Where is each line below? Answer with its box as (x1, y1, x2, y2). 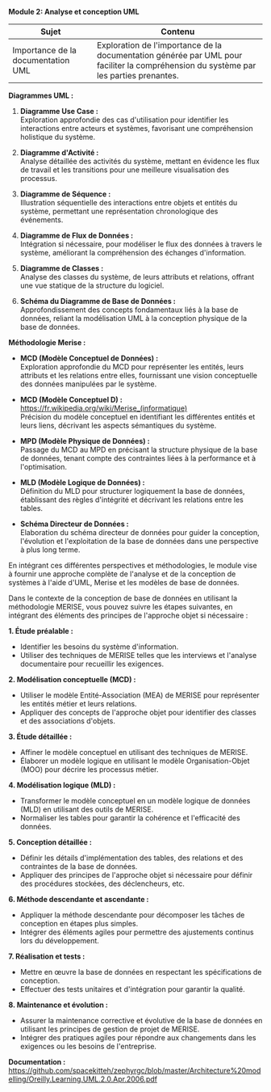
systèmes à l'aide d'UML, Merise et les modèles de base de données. (8, 578, 240, 587)
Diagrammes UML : (8, 91, 74, 100)
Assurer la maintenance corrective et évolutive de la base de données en (19, 1016, 263, 1025)
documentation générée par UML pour (96, 50, 243, 61)
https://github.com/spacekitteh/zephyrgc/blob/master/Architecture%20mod (8, 1066, 261, 1075)
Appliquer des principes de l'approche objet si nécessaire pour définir (19, 871, 253, 879)
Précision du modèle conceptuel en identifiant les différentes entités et (19, 412, 256, 421)
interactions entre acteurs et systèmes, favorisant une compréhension (19, 124, 254, 133)
